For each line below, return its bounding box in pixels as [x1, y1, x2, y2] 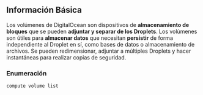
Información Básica [6, 5, 83, 15]
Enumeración [6, 69, 47, 77]
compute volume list [6, 83, 59, 89]
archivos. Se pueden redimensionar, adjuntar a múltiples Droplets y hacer [6, 47, 191, 55]
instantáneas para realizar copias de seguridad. [6, 53, 127, 61]
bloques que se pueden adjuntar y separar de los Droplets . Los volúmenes [6, 28, 197, 35]
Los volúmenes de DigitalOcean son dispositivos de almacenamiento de [6, 21, 190, 28]
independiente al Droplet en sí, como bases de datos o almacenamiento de [6, 40, 195, 48]
